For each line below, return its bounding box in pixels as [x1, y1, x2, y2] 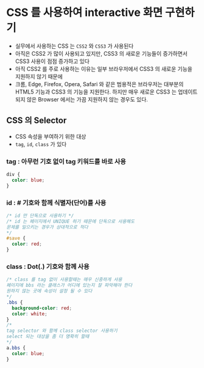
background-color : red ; [12, 305, 72, 311]
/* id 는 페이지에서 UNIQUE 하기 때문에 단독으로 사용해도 [6, 218, 135, 224]
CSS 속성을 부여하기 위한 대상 [15, 133, 86, 140]
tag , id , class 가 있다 [15, 140, 67, 147]
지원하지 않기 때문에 [15, 73, 63, 80]
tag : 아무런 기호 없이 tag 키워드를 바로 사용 [6, 157, 127, 166]
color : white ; [12, 311, 47, 317]
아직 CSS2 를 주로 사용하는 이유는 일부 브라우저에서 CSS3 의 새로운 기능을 [15, 65, 193, 72]
